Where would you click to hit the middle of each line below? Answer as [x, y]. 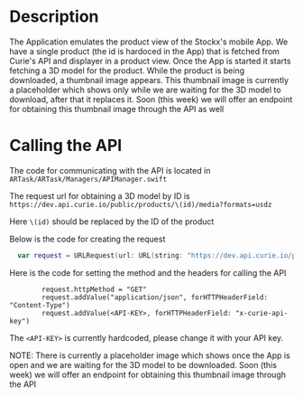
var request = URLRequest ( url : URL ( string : [100, 255]
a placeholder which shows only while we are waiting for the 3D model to [145, 90]
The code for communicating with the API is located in [110, 170]
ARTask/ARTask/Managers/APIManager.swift [88, 179]
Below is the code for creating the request [87, 239]
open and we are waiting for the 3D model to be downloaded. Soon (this [143, 364]
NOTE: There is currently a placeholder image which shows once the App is [150, 355]
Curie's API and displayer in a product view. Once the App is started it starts [150, 61]
